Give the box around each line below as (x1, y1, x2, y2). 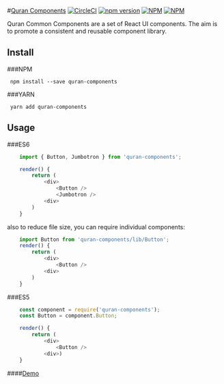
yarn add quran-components (10, 103, 87, 110)
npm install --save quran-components (10, 78, 117, 85)
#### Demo (7, 369, 40, 377)
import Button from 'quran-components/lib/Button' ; (19, 236, 169, 243)
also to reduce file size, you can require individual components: (7, 222, 186, 231)
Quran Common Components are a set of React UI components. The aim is (7, 20, 218, 27)
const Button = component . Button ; (19, 312, 117, 320)
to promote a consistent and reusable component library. (7, 27, 167, 35)
